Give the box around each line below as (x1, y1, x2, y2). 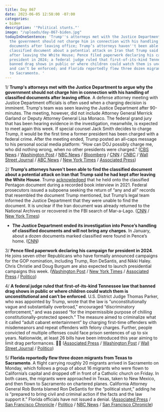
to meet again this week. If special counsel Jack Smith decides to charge (5, 126, 152, 131)
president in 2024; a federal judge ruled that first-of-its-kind (9, 57, 147, 62)
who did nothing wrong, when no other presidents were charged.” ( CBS (5, 146, 149, 152)
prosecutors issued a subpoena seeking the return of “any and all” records (5, 187, 155, 193)
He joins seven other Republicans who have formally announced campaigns (5, 253, 158, 259)
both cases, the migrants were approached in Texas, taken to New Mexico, (5, 375, 156, 381)
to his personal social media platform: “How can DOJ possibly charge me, (5, 141, 153, 147)
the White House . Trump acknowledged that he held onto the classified (5, 176, 149, 182)
